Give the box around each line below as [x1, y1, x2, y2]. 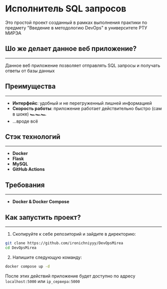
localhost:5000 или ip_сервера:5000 [5, 278, 81, 284]
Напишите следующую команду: [12, 254, 82, 260]
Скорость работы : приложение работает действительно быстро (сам [12, 105, 162, 111]
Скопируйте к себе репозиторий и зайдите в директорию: [12, 231, 136, 237]
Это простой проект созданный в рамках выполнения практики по [5, 19, 148, 25]
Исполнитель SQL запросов [5, 3, 127, 14]
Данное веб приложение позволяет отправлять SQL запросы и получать [5, 62, 161, 68]
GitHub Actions [12, 166, 45, 172]
